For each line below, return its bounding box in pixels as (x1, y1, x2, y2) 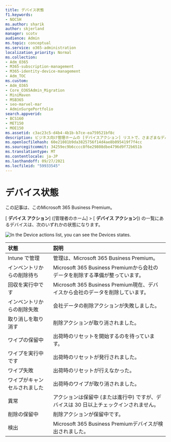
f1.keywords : (5, 12, 33, 17)
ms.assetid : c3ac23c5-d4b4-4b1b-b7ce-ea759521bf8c (5, 130, 115, 135)
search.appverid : (5, 111, 42, 117)
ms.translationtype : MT (5, 149, 56, 154)
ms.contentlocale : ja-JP (5, 154, 58, 159)
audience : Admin (5, 36, 40, 41)
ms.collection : (5, 54, 38, 60)
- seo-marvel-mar (5, 102, 42, 107)
